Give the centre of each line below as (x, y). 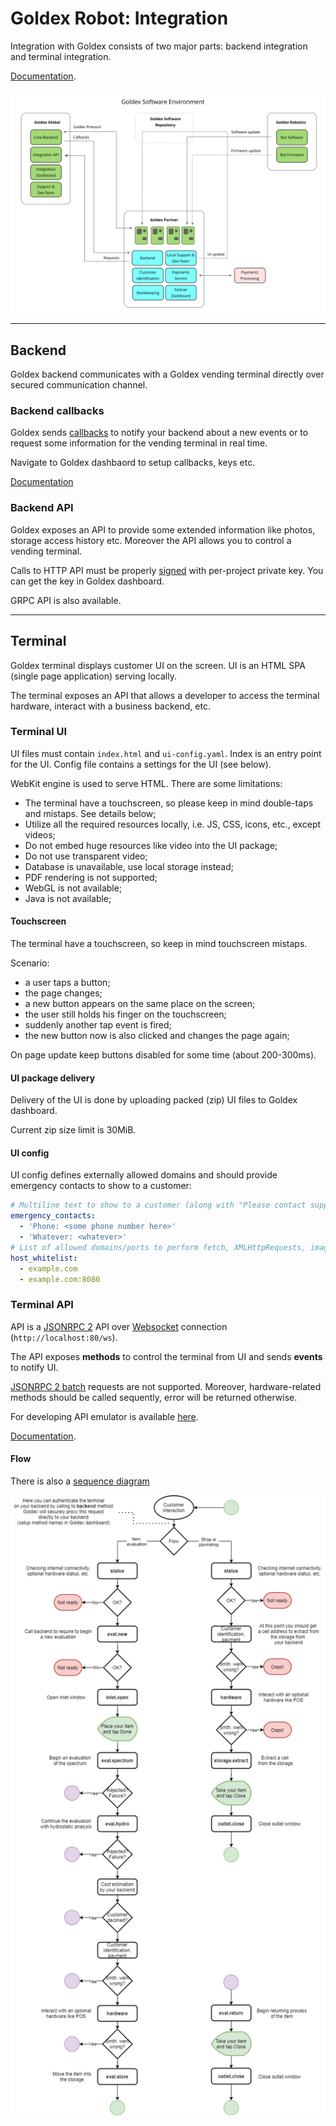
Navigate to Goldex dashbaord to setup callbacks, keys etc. (133, 463)
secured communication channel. (79, 385)
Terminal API (42, 1305)
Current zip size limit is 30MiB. (73, 1130)
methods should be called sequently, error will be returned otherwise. (154, 1397)
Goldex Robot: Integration (119, 18)
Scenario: (30, 963)
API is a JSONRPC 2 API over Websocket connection (119, 1326)
